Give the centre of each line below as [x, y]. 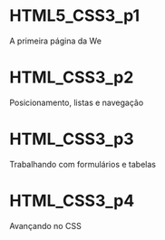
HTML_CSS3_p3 [72, 139]
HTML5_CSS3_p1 [75, 16]
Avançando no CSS [45, 226]
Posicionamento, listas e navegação [77, 102]
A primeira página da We [56, 41]
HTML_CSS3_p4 [72, 201]
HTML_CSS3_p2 [72, 77]
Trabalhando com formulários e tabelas [83, 164]
